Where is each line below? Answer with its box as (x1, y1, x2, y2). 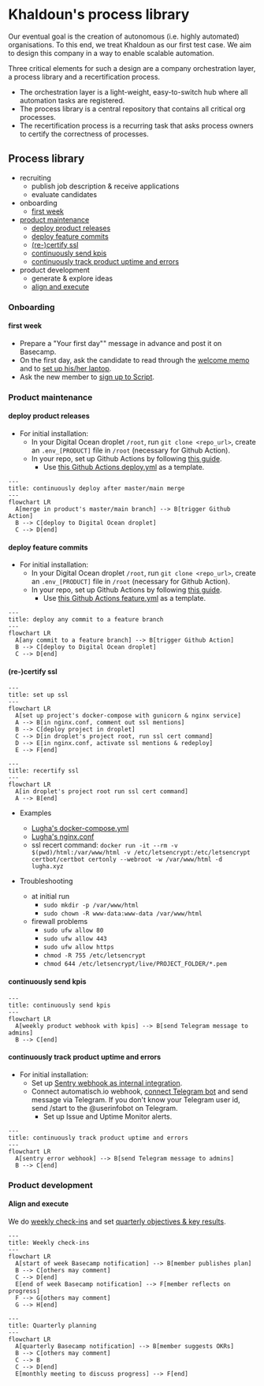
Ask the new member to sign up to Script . (19, 372, 155, 382)
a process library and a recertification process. (8, 72, 160, 81)
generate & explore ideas (31, 274, 113, 283)
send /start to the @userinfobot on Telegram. (31, 1103, 178, 1112)
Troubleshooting (19, 877, 73, 886)
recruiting (19, 173, 51, 182)
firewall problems (31, 917, 88, 926)
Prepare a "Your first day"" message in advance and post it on (19, 338, 222, 348)
